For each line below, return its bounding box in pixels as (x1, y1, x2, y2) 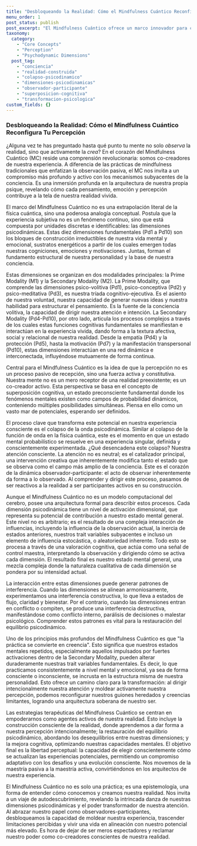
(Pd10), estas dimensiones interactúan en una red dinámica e (6, 346, 154, 353)
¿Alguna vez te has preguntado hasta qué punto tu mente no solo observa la (6, 142, 191, 149)
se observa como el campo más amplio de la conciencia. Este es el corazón (6, 463, 189, 470)
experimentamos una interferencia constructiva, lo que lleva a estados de (6, 592, 184, 599)
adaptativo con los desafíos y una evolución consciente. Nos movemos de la (6, 759, 191, 766)
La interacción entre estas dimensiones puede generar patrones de (6, 580, 169, 587)
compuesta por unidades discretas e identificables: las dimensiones (6, 222, 171, 229)
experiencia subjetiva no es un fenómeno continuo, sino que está (6, 216, 164, 223)
